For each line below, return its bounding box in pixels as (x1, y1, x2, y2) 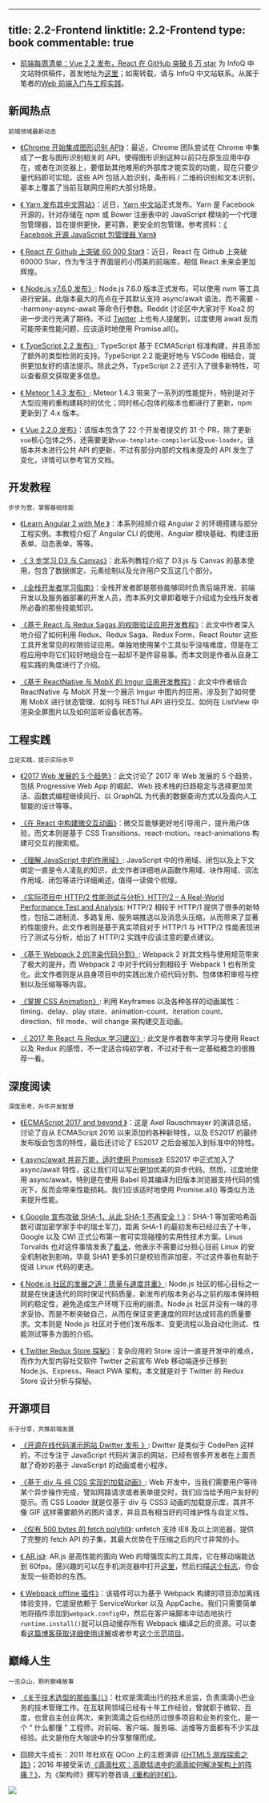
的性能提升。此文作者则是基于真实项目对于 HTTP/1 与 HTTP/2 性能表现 (19, 922, 254, 932)
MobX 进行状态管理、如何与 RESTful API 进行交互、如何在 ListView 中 (29, 697, 259, 707)
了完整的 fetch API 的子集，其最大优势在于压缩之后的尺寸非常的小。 (19, 1534, 244, 1543)
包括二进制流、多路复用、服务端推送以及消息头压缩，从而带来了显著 (34, 913, 259, 922)
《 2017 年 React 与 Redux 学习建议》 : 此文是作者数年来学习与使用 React (19, 1034, 259, 1043)
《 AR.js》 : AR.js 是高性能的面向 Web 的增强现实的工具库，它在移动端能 (19, 1551, 249, 1561)
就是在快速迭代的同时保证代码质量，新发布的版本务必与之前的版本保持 (19, 1289, 252, 1299)
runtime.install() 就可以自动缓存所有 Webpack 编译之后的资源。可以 (19, 1618, 250, 1628)
